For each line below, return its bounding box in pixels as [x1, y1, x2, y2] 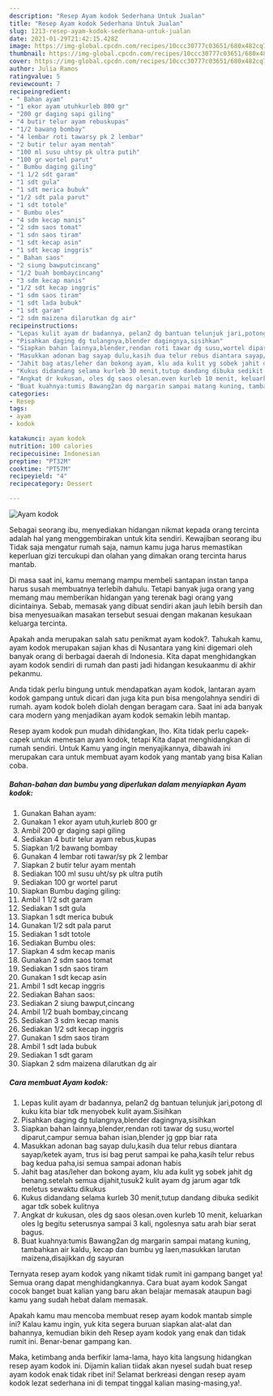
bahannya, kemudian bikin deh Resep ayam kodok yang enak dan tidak [9, 1328, 246, 1337]
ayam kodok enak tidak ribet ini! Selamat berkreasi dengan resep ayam [9, 1369, 246, 1379]
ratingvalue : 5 [9, 72, 61, 80]
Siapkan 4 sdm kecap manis [20, 946, 116, 956]
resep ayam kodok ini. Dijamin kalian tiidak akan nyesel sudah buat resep [9, 1360, 253, 1370]
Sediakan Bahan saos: [20, 989, 96, 999]
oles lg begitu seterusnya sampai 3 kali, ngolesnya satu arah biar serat [20, 1218, 256, 1228]
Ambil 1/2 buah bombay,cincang [20, 1007, 129, 1017]
